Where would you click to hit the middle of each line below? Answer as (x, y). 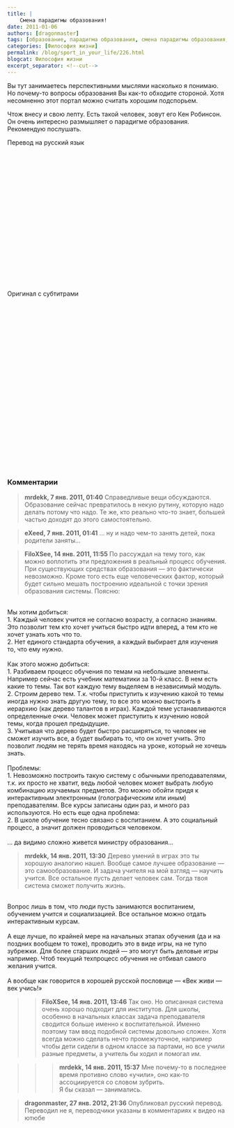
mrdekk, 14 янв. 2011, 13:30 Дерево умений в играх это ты (112, 855)
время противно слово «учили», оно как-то (124, 1074)
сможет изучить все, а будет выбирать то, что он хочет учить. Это (106, 738)
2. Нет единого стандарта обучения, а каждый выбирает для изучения (112, 642)
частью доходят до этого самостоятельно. (88, 519)
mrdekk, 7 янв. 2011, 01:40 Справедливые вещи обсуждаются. (117, 497)
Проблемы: (24, 768)
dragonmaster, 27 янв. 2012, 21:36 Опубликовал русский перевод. (123, 1103)
